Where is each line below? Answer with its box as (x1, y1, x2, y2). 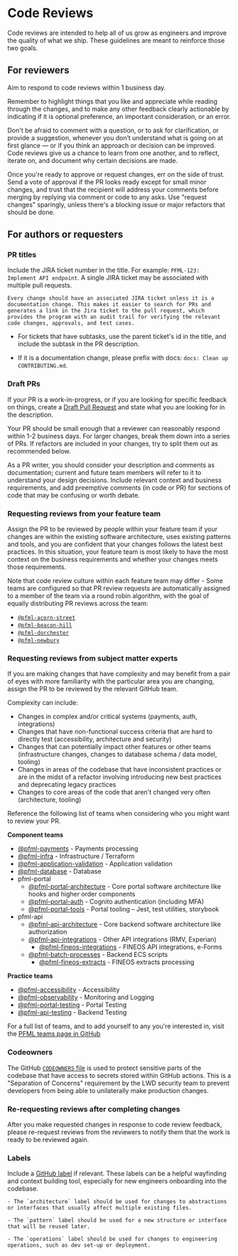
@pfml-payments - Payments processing (17, 844, 139, 853)
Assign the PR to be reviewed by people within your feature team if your (7, 525, 218, 533)
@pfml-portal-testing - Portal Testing (17, 1000, 127, 1009)
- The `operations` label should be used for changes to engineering (7, 1235, 218, 1243)
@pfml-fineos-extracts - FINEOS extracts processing (38, 958, 195, 966)
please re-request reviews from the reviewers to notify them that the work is (7, 1127, 231, 1136)
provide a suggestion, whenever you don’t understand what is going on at (7, 133, 224, 142)
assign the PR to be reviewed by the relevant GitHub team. (7, 685, 178, 694)
